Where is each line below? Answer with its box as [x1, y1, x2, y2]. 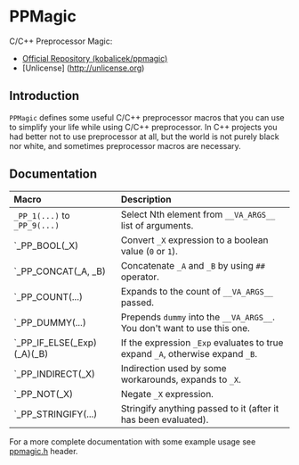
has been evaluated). [120, 413, 209, 426]
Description [120, 193, 172, 205]
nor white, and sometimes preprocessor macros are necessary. [9, 140, 242, 151]
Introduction [9, 88, 80, 104]
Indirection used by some [120, 361, 227, 374]
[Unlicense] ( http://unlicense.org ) [21, 62, 145, 73]
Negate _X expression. [120, 387, 214, 400]
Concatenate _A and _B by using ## [120, 259, 265, 271]
